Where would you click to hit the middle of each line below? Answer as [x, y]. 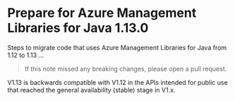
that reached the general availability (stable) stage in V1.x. [91, 90]
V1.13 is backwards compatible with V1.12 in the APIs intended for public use [117, 82]
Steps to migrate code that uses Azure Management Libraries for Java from [117, 47]
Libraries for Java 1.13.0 [78, 28]
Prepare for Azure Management [102, 13]
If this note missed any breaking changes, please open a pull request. [126, 69]
